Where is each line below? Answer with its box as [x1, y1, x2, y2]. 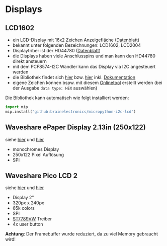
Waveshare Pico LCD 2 [5, 171, 78, 180]
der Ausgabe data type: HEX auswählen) [12, 85, 98, 91]
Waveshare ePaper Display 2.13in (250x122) [5, 123, 146, 132]
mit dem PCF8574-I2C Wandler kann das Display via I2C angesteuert [12, 64, 156, 69]
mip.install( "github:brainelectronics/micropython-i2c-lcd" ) [5, 109, 136, 114]
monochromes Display [12, 146, 59, 152]
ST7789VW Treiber [12, 216, 52, 222]
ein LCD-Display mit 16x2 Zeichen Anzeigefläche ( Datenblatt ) [12, 37, 140, 43]
